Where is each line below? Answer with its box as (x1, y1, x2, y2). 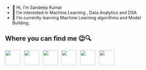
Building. (12, 20, 30, 26)
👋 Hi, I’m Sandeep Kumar (12, 5, 62, 10)
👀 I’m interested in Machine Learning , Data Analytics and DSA (12, 10, 137, 15)
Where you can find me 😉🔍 (5, 34, 91, 43)
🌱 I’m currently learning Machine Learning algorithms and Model (12, 15, 141, 20)
